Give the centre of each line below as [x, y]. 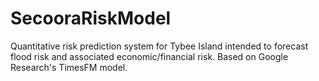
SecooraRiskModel [91, 18]
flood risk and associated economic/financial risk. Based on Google [149, 56]
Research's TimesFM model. [69, 67]
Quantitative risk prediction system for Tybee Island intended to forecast [159, 46]
